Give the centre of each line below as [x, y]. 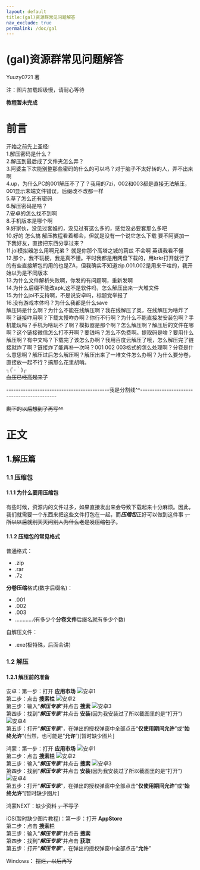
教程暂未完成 [22, 102]
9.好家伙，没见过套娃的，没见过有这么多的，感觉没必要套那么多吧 [87, 228]
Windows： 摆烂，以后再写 [39, 861]
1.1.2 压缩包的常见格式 [33, 537]
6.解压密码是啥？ [27, 206]
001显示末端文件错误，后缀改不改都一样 [55, 191]
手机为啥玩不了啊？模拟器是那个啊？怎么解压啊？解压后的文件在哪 [113, 325]
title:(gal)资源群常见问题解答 [41, 17]
